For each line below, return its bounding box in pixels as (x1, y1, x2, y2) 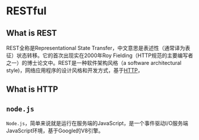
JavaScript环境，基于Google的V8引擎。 (6, 127, 104, 135)
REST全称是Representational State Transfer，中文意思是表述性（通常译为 (6, 45, 185, 51)
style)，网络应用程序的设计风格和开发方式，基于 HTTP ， (6, 67, 144, 74)
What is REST (6, 28, 58, 38)
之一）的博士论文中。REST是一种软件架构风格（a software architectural (6, 60, 182, 66)
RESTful (6, 4, 47, 18)
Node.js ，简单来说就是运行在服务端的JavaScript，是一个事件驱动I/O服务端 (6, 120, 188, 127)
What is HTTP (6, 85, 58, 95)
